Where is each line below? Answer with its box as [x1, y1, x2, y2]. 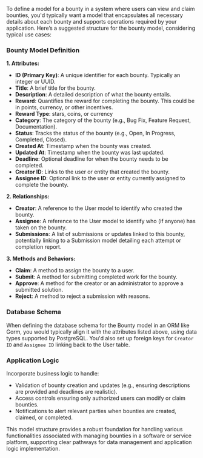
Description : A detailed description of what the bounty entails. [15, 91, 171, 98]
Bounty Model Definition [6, 45, 80, 54]
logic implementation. [6, 445, 61, 452]
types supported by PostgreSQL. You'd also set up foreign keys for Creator [6, 334, 194, 342]
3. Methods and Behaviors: [6, 255, 76, 263]
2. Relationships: [6, 193, 50, 200]
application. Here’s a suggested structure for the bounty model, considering [6, 24, 196, 32]
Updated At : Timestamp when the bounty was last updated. [15, 149, 165, 157]
